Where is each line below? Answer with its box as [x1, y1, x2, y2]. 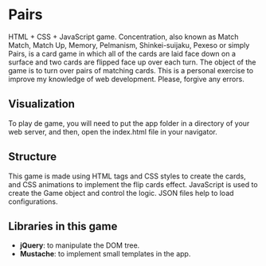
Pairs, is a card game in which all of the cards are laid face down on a [8, 49, 237, 58]
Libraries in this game [8, 219, 118, 233]
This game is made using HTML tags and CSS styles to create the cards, [8, 171, 246, 181]
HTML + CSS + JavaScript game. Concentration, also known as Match [8, 32, 239, 41]
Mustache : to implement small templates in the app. [19, 249, 191, 259]
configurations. [8, 197, 58, 206]
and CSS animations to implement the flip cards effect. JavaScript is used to [8, 179, 258, 189]
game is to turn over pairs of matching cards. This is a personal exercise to [8, 65, 253, 75]
